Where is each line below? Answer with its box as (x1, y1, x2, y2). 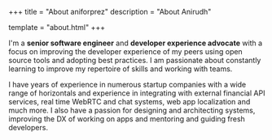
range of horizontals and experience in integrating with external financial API (8, 88, 265, 98)
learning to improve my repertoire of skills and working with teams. (8, 64, 233, 74)
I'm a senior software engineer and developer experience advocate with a (8, 38, 263, 48)
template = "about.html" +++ (8, 23, 106, 32)
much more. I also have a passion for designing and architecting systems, (8, 105, 256, 115)
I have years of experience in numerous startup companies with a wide (8, 80, 247, 89)
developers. (8, 123, 49, 132)
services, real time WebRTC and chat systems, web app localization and (8, 97, 251, 106)
